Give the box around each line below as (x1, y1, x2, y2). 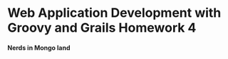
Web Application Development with (7, 5, 222, 21)
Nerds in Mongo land (7, 44, 71, 52)
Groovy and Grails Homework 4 (7, 20, 197, 36)
